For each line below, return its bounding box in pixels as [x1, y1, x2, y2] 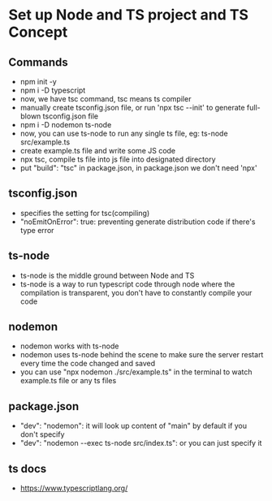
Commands [8, 55, 69, 69]
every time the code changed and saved [19, 359, 156, 369]
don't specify [19, 430, 65, 439]
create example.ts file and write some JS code [19, 146, 176, 155]
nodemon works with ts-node [19, 341, 119, 351]
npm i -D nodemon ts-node [19, 120, 112, 129]
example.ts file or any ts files [19, 376, 117, 386]
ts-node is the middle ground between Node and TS [19, 270, 195, 280]
